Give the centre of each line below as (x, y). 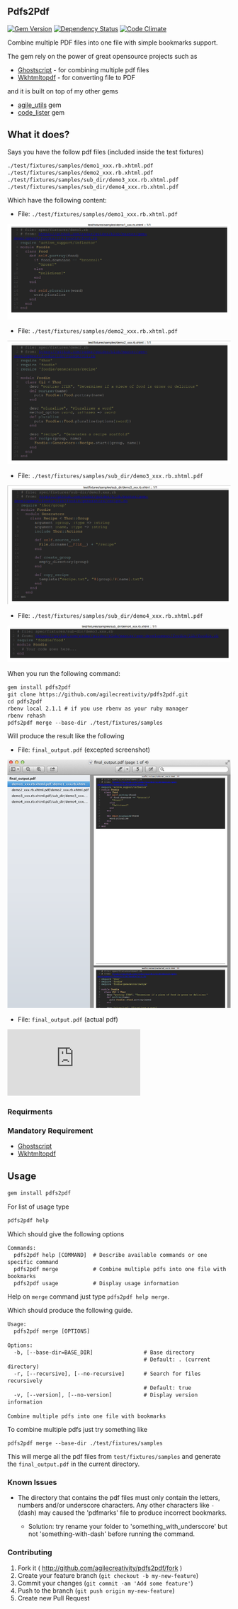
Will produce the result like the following (66, 736)
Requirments (30, 1112)
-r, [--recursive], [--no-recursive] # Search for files (107, 1374)
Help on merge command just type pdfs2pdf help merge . (89, 1297)
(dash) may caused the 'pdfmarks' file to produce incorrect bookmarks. (122, 1513)
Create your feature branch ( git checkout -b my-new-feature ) (108, 1575)
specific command (33, 1262)
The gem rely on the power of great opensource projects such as (102, 56)
